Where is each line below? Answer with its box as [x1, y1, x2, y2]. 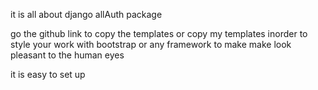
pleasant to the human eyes [10, 49, 125, 61]
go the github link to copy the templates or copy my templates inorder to [10, 28, 308, 39]
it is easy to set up [10, 69, 86, 80]
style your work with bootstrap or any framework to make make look [10, 39, 292, 50]
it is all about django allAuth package [10, 9, 163, 20]
